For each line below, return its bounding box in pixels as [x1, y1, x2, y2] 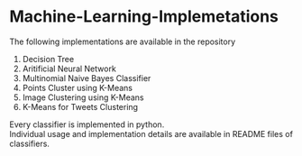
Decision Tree [22, 53, 75, 64]
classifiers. [9, 138, 50, 149]
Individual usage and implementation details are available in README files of [9, 128, 293, 139]
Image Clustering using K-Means [22, 92, 144, 103]
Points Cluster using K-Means [22, 82, 133, 93]
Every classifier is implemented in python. [9, 119, 165, 130]
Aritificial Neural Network [22, 63, 117, 74]
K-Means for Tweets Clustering [22, 101, 138, 112]
